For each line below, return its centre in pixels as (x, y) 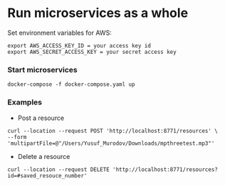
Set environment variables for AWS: (59, 33)
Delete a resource (44, 156)
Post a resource (41, 118)
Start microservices (43, 70)
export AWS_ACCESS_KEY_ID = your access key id (79, 45)
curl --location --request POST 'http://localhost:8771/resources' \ (113, 131)
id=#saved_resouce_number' (47, 175)
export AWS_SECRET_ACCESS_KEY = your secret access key (92, 52)
